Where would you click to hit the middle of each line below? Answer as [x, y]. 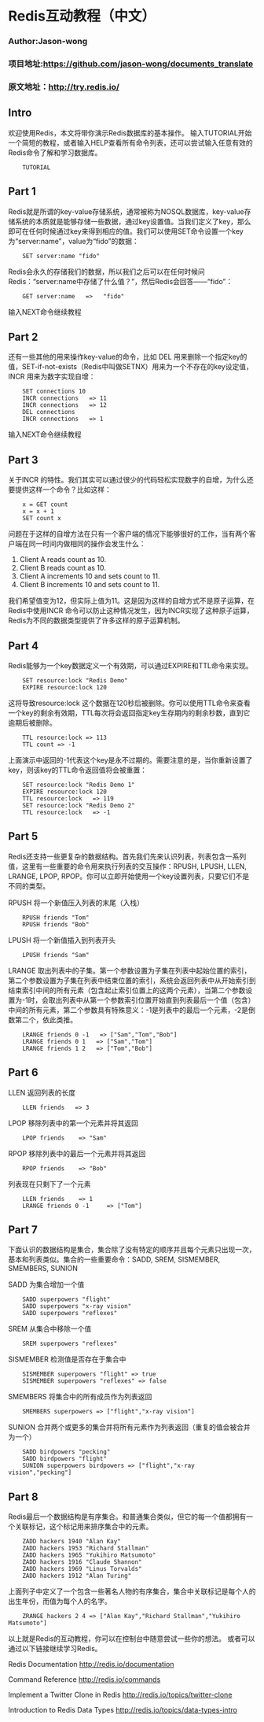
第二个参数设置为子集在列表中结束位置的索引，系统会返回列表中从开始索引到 [132, 980]
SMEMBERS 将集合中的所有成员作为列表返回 [80, 1397]
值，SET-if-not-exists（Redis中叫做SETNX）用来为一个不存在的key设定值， [130, 367]
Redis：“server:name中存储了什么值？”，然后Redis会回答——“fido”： [121, 281]
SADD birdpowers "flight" [65, 1459]
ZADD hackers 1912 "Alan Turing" [77, 1576]
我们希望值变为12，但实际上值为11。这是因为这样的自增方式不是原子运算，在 [132, 601]
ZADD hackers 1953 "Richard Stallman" [86, 1548]
